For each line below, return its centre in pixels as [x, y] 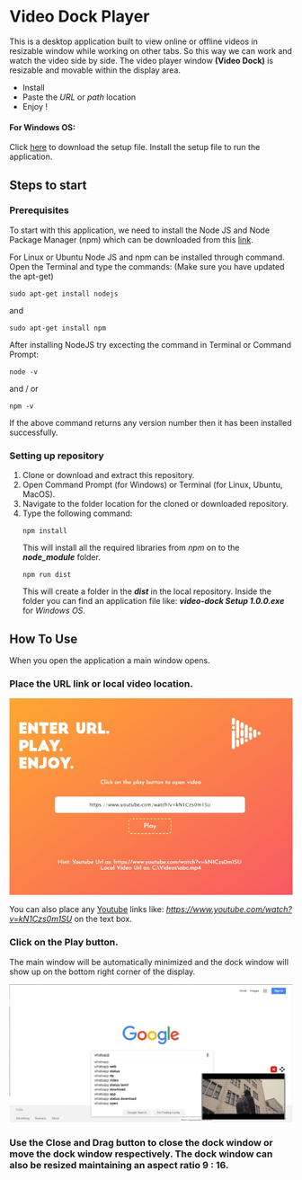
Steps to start [48, 185]
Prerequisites [39, 210]
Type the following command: [77, 513]
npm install [44, 531]
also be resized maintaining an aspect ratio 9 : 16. [119, 1166]
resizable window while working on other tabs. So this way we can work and [151, 50]
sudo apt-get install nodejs [64, 294]
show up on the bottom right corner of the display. [102, 972]
